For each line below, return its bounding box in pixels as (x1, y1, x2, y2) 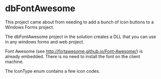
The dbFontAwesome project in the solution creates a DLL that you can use (5, 34, 156, 39)
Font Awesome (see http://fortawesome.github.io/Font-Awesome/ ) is (5, 48, 143, 54)
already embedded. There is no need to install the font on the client (5, 53, 141, 59)
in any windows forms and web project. (5, 39, 84, 44)
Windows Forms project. (5, 24, 55, 30)
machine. (5, 59, 24, 64)
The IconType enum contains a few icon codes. (5, 68, 101, 74)
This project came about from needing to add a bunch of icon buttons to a (5, 19, 154, 25)
